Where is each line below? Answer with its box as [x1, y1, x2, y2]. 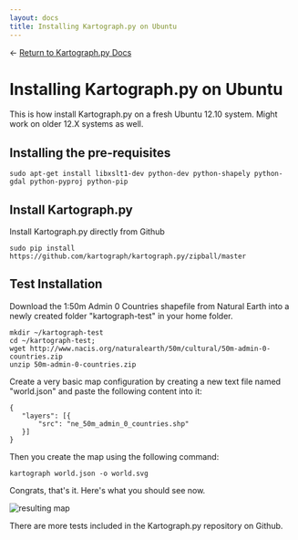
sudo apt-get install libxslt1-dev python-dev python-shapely [9, 170, 251, 179]
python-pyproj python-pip [29, 177, 128, 187]
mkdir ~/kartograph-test [9, 327, 104, 337]
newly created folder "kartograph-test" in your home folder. [9, 310, 233, 321]
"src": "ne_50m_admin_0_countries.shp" [37, 419, 190, 429]
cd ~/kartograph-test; [9, 336, 96, 345]
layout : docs [9, 13, 59, 23]
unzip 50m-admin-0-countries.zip [9, 359, 137, 369]
